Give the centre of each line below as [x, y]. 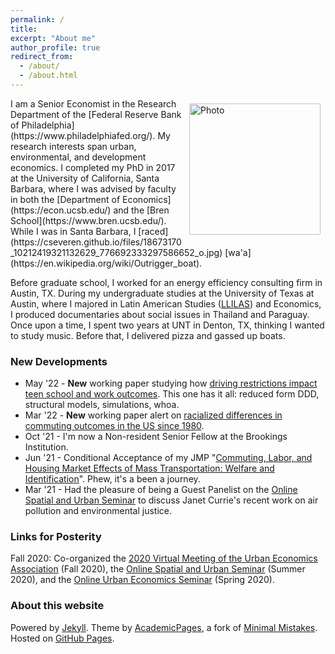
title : [24, 29]
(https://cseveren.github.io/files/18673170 [96, 242]
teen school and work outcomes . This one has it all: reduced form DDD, [172, 394]
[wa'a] [238, 252]
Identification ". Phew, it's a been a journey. [112, 479]
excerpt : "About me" [53, 38]
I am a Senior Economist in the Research [93, 103]
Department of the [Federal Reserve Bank [96, 114]
